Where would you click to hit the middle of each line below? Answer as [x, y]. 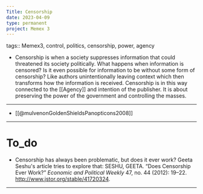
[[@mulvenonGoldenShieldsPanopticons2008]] [74, 113]
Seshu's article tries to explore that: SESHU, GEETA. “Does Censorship [103, 166]
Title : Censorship [29, 12]
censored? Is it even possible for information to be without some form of [105, 70]
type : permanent [27, 23]
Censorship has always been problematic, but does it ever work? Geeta [104, 160]
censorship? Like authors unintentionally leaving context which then [99, 77]
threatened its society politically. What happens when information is [99, 64]
